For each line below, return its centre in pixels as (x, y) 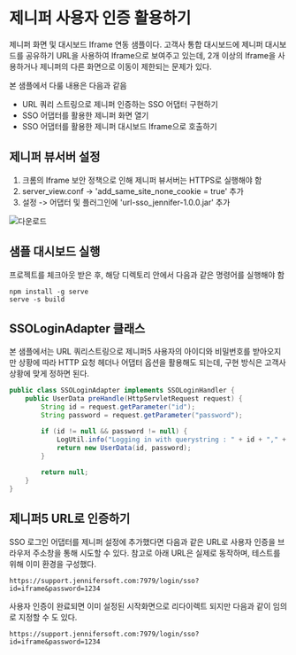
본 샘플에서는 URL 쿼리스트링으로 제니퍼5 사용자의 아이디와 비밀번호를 (130, 352)
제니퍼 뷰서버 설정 (55, 157)
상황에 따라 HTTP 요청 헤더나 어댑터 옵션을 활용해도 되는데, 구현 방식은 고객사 (152, 363)
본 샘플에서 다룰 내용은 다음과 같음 (68, 85)
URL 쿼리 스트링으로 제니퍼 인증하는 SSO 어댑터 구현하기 (120, 104)
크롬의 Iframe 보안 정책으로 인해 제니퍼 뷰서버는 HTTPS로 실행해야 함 (142, 180)
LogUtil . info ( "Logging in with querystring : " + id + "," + (171, 440)
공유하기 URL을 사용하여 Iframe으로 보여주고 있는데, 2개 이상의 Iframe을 (151, 55)
